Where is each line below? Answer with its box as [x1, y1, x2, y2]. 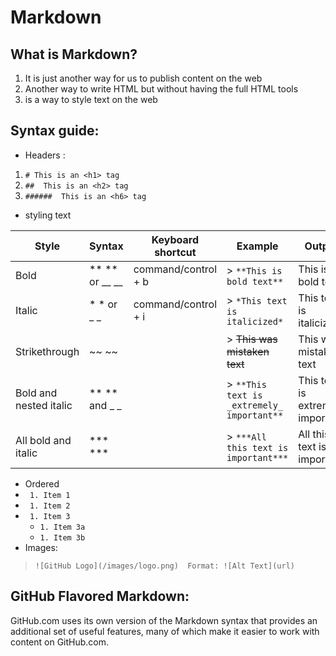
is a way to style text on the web [24, 94, 158, 105]
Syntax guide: [10, 122, 100, 140]
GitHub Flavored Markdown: [10, 588, 190, 605]
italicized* [226, 316, 284, 327]
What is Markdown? [10, 46, 138, 63]
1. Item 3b [39, 532, 86, 543]
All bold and [15, 433, 72, 447]
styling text [24, 209, 72, 221]
